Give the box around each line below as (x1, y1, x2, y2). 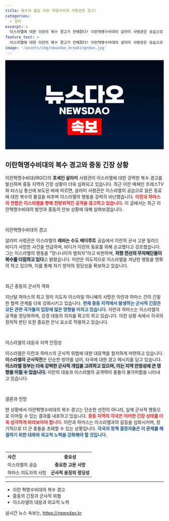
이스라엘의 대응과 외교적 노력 (12, 499, 69, 505)
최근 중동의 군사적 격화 (5, 283, 50, 289)
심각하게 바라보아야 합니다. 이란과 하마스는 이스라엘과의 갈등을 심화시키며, (10, 419, 155, 425)
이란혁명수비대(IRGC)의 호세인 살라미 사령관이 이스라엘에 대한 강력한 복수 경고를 (5, 175, 162, 181)
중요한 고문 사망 (54, 462, 86, 468)
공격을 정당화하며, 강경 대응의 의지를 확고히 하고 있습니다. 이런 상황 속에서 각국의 (5, 313, 163, 319)
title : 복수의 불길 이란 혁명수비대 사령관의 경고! (5, 8, 97, 13)
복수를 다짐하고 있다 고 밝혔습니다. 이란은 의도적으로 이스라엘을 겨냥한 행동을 (5, 256, 154, 263)
